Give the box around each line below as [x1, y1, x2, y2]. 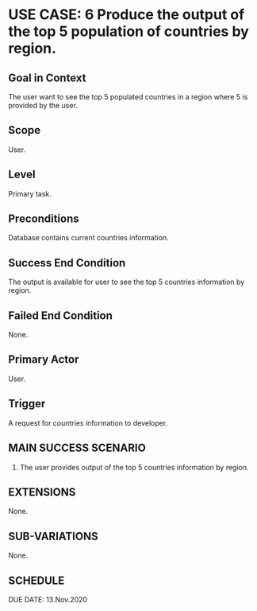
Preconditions [8, 212, 79, 226]
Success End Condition [8, 256, 126, 270]
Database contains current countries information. [8, 233, 169, 243]
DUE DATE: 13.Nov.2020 [8, 594, 88, 604]
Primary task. [8, 189, 52, 198]
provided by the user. [8, 101, 78, 110]
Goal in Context [8, 71, 86, 84]
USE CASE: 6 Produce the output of [8, 6, 245, 24]
